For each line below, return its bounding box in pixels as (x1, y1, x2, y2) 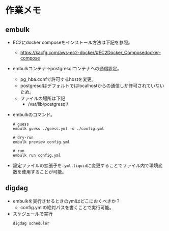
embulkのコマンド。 (12, 111, 55, 118)
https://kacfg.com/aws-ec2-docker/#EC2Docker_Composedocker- (20, 49, 161, 55)
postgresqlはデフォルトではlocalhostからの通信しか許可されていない (20, 82, 164, 89)
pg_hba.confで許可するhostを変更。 (20, 76, 96, 82)
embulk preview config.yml (12, 139, 70, 145)
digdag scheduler (12, 221, 50, 226)
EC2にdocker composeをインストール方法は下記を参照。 (12, 39, 133, 45)
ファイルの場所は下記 (20, 95, 65, 101)
